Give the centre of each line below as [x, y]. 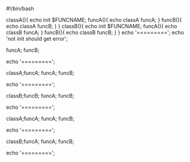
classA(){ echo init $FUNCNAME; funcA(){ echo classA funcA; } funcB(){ [94, 20]
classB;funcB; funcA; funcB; [40, 96]
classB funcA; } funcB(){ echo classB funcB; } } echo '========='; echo [95, 32]
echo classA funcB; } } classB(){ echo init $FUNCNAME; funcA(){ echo [92, 26]
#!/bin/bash [20, 9]
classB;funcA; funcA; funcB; [40, 141]
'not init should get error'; [37, 39]
